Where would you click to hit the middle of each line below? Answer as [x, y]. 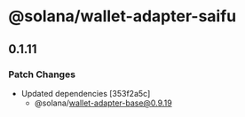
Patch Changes [42, 74]
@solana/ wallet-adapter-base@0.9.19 [103, 103]
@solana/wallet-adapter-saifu [122, 16]
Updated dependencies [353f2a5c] [86, 93]
